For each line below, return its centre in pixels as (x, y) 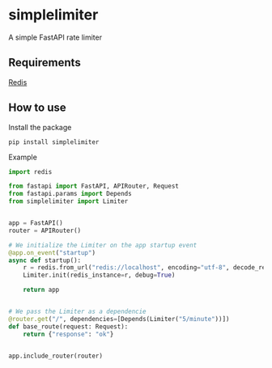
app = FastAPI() (36, 223)
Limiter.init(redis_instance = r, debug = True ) (99, 275)
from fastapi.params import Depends (70, 194)
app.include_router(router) (56, 356)
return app (41, 290)
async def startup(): (45, 260)
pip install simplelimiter (54, 142)
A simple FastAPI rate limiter (55, 37)
